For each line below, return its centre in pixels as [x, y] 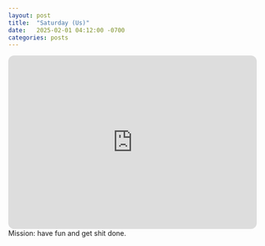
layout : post [30, 15]
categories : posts [38, 37]
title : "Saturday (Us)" [49, 23]
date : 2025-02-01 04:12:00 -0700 [67, 30]
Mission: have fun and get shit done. [67, 233]
